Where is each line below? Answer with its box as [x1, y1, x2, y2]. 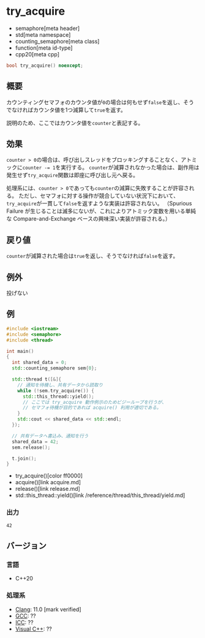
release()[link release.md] [15, 485, 81, 493]
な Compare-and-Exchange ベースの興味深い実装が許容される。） [6, 215, 171, 222]
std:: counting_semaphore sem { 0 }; [12, 365, 97, 371]
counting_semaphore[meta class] [15, 37, 100, 45]
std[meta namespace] [15, 31, 71, 38]
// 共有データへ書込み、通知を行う [12, 433, 89, 439]
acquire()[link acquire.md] [15, 479, 81, 486]
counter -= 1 [22, 165, 56, 171]
